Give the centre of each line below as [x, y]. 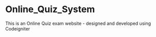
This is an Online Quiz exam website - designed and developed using [78, 23]
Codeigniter [18, 28]
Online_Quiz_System [50, 9]
